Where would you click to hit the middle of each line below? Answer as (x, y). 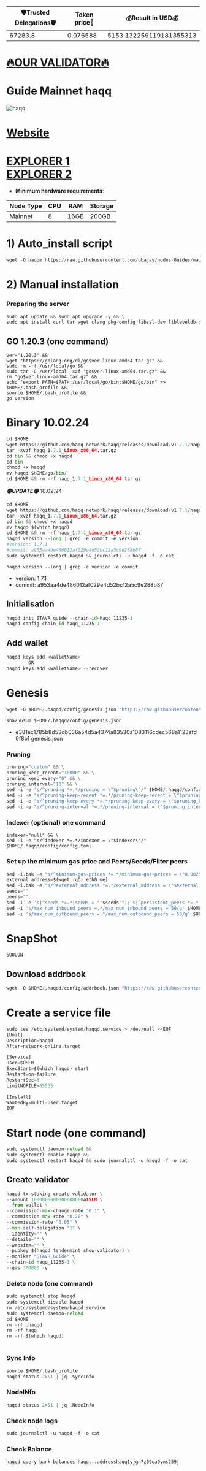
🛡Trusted (36, 13)
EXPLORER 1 (38, 161)
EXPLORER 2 (39, 174)
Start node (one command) (76, 1133)
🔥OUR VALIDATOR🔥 (58, 63)
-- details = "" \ (26, 1239)
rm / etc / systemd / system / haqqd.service (56, 1308)
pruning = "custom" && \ (35, 767)
